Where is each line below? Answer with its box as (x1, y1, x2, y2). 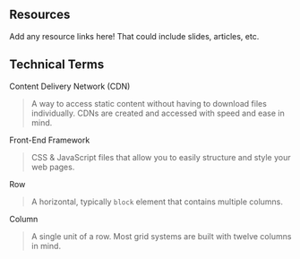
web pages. (30, 161, 75, 172)
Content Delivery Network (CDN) (9, 81, 131, 91)
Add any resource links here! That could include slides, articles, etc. (9, 30, 260, 41)
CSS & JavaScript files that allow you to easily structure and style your (30, 151, 291, 162)
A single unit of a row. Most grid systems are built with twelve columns (30, 230, 292, 241)
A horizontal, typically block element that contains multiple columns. (30, 196, 284, 207)
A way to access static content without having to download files (30, 98, 267, 108)
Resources (9, 7, 71, 22)
